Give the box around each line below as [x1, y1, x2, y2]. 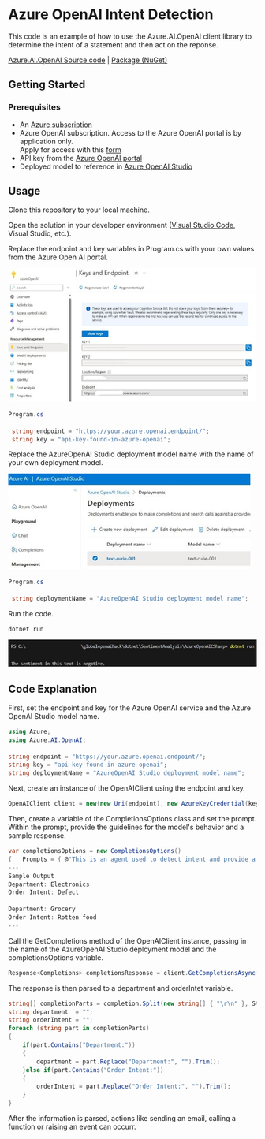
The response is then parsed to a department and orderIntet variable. [8, 983, 233, 992]
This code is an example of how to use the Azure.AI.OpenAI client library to [8, 32, 252, 41]
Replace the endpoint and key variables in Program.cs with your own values [8, 244, 255, 254]
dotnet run [8, 625, 44, 634]
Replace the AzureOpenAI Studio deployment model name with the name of [8, 449, 254, 459]
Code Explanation [8, 682, 97, 695]
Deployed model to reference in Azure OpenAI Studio [19, 162, 193, 171]
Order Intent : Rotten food [8, 914, 97, 921]
